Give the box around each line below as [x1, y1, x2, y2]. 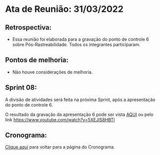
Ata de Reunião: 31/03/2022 [5, 3, 124, 15]
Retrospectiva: [5, 23, 52, 32]
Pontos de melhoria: [5, 56, 69, 64]
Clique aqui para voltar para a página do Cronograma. [5, 144, 115, 150]
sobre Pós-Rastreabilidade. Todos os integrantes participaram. [12, 42, 141, 48]
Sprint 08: [5, 83, 37, 92]
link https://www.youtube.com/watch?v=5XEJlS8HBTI [5, 116, 115, 122]
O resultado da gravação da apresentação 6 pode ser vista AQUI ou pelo [5, 111, 154, 117]
